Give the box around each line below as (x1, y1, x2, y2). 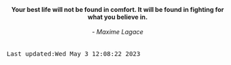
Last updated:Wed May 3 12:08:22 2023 (6, 50, 141, 57)
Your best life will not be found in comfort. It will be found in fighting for (11, 6, 225, 13)
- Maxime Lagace (92, 28, 144, 36)
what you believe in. (87, 13, 148, 21)
